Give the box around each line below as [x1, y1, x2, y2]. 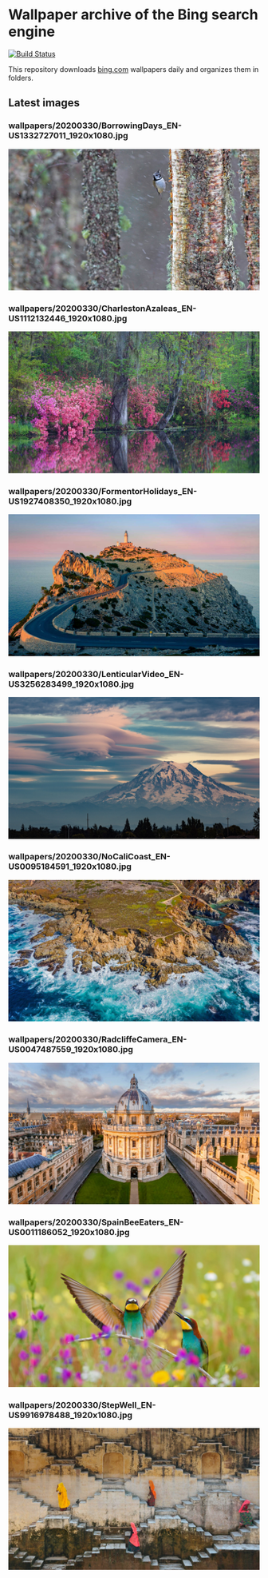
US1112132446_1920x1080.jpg [8, 313, 128, 325]
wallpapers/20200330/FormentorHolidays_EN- [8, 485, 198, 496]
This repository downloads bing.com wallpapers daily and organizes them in [8, 64, 259, 74]
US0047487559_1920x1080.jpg [8, 1044, 134, 1055]
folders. [8, 73, 33, 82]
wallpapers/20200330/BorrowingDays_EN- [8, 120, 182, 131]
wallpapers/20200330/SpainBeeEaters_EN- [8, 1217, 184, 1228]
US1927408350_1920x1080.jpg [8, 496, 132, 507]
